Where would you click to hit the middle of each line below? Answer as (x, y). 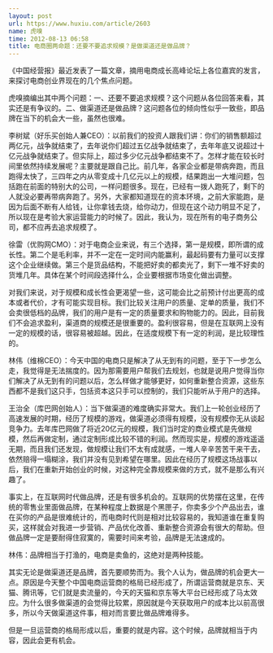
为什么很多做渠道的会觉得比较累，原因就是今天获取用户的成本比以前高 (140, 603)
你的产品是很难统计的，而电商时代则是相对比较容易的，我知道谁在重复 (140, 517)
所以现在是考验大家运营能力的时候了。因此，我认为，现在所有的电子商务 (129, 217)
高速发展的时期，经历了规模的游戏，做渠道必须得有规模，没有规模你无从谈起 (136, 419)
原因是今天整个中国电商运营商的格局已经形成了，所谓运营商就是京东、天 (143, 582)
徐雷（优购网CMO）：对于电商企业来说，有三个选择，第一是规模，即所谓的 (133, 244)
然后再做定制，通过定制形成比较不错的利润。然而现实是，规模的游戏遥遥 (143, 439)
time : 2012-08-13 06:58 (49, 39)
